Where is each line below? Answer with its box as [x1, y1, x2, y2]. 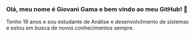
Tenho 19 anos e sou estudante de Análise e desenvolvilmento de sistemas [6, 18, 189, 25]
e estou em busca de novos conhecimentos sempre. [6, 24, 135, 31]
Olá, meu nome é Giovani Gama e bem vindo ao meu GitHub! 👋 [6, 5, 188, 13]
